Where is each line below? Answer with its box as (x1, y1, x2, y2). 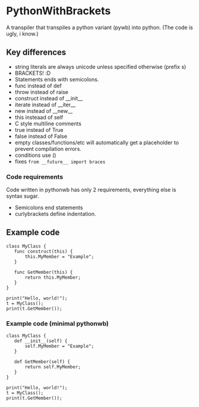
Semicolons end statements (14, 204, 83, 212)
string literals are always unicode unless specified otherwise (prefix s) (14, 63, 187, 70)
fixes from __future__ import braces (14, 157, 106, 165)
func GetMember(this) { (14, 269, 73, 275)
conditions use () (14, 152, 56, 159)
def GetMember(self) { (14, 359, 70, 365)
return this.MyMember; (24, 275, 81, 280)
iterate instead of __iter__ (14, 101, 76, 108)
